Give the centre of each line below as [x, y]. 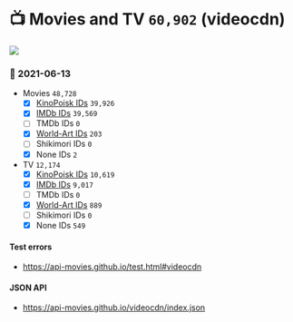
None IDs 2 [57, 154]
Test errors [31, 247]
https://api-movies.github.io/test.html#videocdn [112, 267]
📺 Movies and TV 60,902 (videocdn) [147, 20]
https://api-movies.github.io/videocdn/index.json [114, 307]
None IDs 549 [61, 225]
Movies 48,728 [49, 93]
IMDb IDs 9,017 [64, 184]
